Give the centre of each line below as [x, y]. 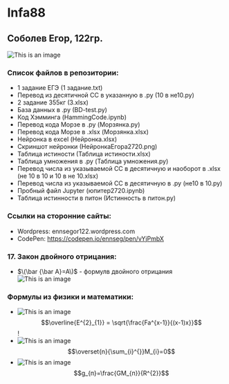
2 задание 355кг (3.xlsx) [53, 102]
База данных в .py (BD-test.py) [62, 110]
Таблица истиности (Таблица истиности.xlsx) [84, 154]
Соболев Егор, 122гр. [55, 38]
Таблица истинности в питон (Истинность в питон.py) [97, 198]
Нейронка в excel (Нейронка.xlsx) [67, 139]
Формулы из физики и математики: [70, 297]
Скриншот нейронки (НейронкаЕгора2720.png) [87, 147]
